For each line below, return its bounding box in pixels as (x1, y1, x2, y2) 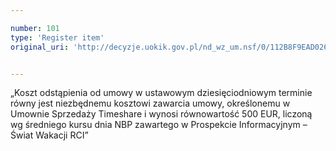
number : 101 (10, 23, 60, 33)
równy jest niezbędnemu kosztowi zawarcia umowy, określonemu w (10, 97, 291, 110)
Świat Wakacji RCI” (10, 129, 89, 141)
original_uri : (10, 42, 70, 52)
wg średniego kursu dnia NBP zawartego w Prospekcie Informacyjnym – (10, 119, 308, 131)
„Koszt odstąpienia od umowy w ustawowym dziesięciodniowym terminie (10, 87, 313, 99)
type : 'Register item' (10, 32, 105, 43)
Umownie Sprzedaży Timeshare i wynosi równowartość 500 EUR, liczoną (10, 108, 313, 120)
